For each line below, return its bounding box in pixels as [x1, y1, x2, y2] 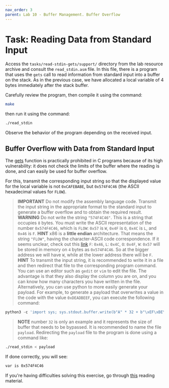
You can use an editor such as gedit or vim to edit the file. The [17, 268, 147, 274]
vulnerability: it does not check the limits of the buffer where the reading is [5, 163, 160, 169]
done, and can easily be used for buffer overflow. [5, 168, 107, 174]
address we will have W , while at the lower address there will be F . [17, 252, 153, 258]
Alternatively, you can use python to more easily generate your [17, 284, 148, 289]
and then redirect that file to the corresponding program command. [17, 262, 157, 268]
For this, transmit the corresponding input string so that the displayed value [5, 178, 161, 184]
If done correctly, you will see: [5, 353, 68, 359]
